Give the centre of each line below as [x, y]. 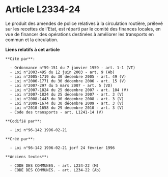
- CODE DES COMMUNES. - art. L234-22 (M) [54, 166]
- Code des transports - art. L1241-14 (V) [57, 112]
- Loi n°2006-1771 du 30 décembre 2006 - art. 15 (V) [68, 81]
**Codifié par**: [24, 121]
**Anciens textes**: [27, 157]
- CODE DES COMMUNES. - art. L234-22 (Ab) [55, 170]
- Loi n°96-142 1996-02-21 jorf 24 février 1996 [62, 148]
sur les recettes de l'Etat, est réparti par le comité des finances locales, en [83, 28]
